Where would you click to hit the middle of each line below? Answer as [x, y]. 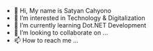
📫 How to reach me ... [46, 40]
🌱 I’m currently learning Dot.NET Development [80, 25]
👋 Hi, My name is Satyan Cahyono [62, 11]
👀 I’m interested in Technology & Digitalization [79, 18]
